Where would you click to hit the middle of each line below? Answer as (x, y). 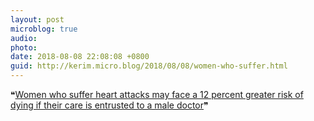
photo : (24, 47)
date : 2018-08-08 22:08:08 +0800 (80, 57)
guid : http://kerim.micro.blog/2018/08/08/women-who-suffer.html (149, 66)
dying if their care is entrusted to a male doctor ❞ (109, 105)
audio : (24, 38)
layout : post (37, 19)
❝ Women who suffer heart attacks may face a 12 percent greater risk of (157, 94)
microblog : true (44, 29)
